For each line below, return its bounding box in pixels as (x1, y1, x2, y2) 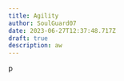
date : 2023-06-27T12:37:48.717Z (8, 26, 116, 34)
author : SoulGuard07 (8, 19, 78, 27)
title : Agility (8, 11, 59, 20)
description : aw (8, 42, 62, 50)
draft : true (8, 34, 48, 43)
